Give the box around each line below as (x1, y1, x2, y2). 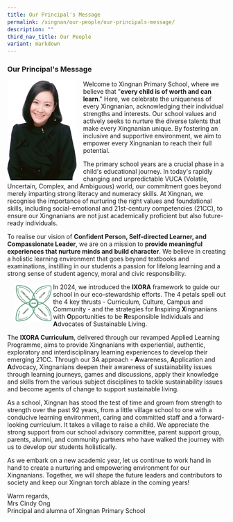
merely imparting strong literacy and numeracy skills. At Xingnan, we (7, 190, 203, 198)
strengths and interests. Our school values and (83, 110, 217, 118)
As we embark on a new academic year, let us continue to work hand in (7, 456, 212, 465)
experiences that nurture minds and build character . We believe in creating (7, 247, 226, 256)
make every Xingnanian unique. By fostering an (83, 124, 218, 133)
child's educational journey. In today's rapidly (83, 168, 213, 176)
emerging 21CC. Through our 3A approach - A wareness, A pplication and (7, 355, 216, 364)
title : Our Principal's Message (7, 11, 101, 18)
